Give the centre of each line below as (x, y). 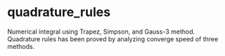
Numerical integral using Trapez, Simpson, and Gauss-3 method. (101, 31)
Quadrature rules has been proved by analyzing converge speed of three (113, 38)
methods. (21, 46)
